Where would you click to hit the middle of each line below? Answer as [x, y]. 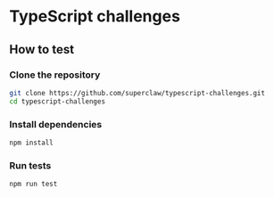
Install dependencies [56, 124]
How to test [42, 49]
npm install [31, 143]
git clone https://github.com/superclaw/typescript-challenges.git [137, 93]
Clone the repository [55, 75]
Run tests [30, 165]
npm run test [33, 185]
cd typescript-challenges [57, 101]
